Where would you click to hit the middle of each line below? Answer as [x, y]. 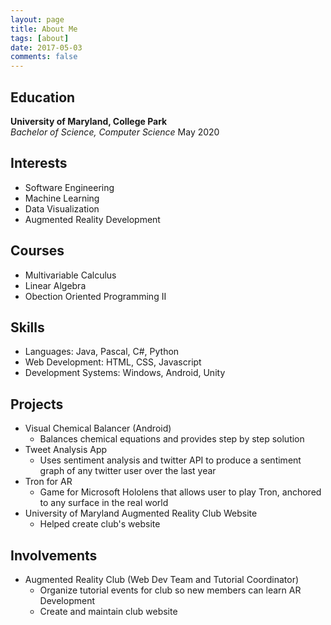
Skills [27, 327]
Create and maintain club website [108, 611]
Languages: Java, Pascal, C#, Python [102, 352]
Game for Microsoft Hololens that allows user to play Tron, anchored [180, 492]
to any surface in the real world [104, 503]
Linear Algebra [55, 285]
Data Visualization [62, 208]
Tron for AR [48, 482]
